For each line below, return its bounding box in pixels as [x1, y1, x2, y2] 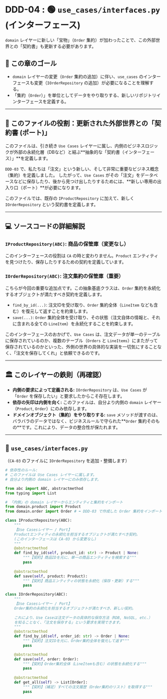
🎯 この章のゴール [5, 59, 57, 68]
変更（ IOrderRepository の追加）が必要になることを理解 [34, 79, 150, 85]
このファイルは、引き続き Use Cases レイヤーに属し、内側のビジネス [5, 143, 145, 149]
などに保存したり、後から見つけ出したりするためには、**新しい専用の [13, 178, 158, 184]
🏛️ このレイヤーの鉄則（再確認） [5, 370, 106, 379]
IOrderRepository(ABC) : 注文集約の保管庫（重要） [5, 273, 124, 280]
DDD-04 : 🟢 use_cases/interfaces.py [5, 4, 161, 15]
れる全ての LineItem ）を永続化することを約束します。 [25, 321, 136, 327]
